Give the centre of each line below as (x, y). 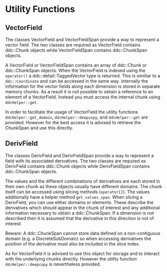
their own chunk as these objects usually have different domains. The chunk (84, 186)
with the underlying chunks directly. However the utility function (71, 259)
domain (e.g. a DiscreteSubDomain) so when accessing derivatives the (78, 239)
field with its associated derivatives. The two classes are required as (75, 161)
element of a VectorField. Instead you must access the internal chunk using (83, 97)
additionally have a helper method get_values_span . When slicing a (74, 197)
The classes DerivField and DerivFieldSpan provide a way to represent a (79, 155)
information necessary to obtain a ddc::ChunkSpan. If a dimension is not (79, 213)
